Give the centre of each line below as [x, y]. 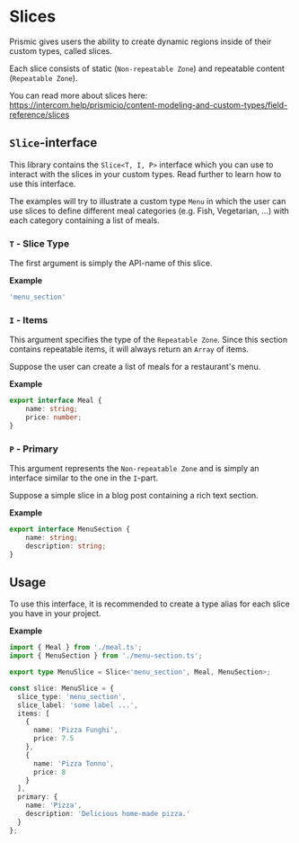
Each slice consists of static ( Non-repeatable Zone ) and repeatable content [147, 68]
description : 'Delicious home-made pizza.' [108, 814]
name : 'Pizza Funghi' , [75, 731]
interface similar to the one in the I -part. [84, 478]
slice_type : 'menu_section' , [72, 696]
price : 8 [49, 772]
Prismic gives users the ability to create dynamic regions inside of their [141, 41]
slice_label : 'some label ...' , [78, 705]
